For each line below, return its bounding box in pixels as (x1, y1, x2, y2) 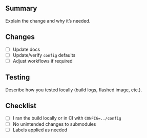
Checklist (5, 102, 37, 110)
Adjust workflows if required (12, 57, 73, 64)
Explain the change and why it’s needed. (5, 17, 91, 24)
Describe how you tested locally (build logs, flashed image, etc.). (5, 87, 142, 93)
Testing (5, 73, 30, 82)
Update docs (12, 46, 40, 52)
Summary (5, 4, 37, 13)
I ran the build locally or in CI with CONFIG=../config (12, 115, 121, 121)
